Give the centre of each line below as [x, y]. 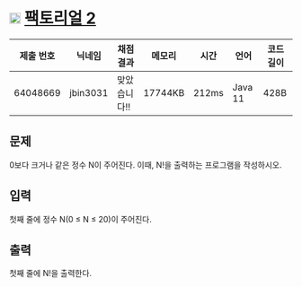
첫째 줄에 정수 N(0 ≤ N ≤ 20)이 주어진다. [81, 219]
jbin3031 [89, 92]
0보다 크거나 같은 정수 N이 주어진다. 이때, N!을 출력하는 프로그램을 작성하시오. [146, 165]
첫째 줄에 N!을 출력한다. [51, 274]
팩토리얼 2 [60, 18]
